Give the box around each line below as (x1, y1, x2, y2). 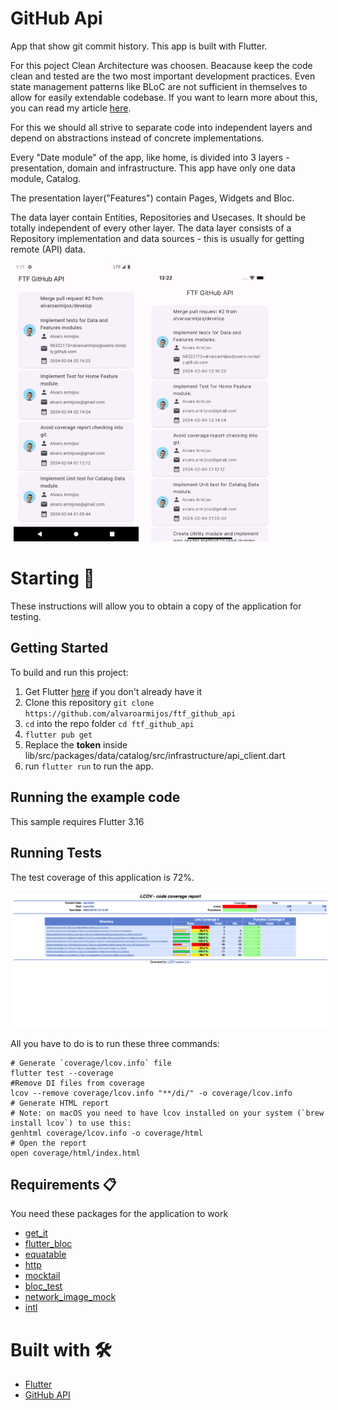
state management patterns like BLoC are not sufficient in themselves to (10, 80, 308, 92)
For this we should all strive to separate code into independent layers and (10, 121, 313, 133)
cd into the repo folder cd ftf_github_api (24, 717, 195, 729)
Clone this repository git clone (24, 696, 155, 708)
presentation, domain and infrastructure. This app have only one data (10, 162, 296, 174)
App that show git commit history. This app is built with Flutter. (10, 40, 268, 52)
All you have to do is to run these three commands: (10, 1037, 220, 1049)
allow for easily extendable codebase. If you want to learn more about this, (10, 91, 318, 103)
